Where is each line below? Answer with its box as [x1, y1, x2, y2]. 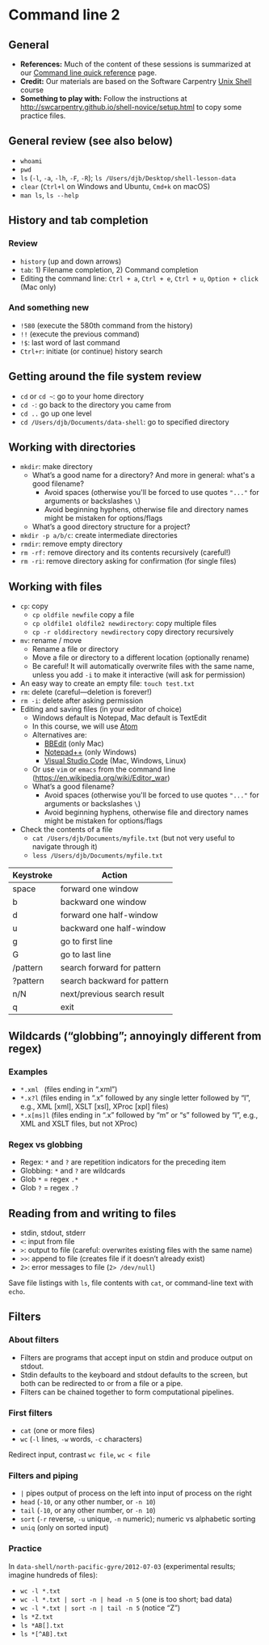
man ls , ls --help [19, 190, 79, 200]
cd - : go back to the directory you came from [19, 400, 171, 409]
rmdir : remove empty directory [19, 539, 123, 549]
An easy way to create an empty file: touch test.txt [19, 679, 195, 688]
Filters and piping [8, 1470, 78, 1481]
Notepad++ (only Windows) [44, 747, 137, 757]
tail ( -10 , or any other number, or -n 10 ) [19, 1506, 156, 1516]
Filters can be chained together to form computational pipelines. [19, 1387, 234, 1397]
